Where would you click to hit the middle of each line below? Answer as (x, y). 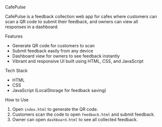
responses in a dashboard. (32, 27)
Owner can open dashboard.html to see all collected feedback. (75, 119)
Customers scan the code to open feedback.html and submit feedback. (83, 114)
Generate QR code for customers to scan (53, 45)
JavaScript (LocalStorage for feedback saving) (59, 90)
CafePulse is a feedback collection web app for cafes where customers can (81, 16)
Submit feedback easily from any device (53, 51)
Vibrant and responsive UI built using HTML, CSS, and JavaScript (78, 61)
